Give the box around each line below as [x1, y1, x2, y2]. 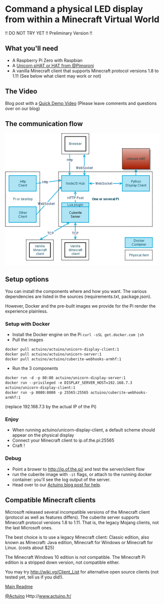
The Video [5, 87, 38, 96]
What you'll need [5, 44, 58, 53]
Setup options [5, 275, 49, 284]
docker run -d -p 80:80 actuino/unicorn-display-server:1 [5, 375, 126, 381]
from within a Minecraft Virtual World [5, 14, 160, 25]
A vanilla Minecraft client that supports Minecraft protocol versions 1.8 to [12, 68, 159, 74]
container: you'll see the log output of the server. [12, 476, 111, 482]
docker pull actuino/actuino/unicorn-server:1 [5, 352, 102, 357]
